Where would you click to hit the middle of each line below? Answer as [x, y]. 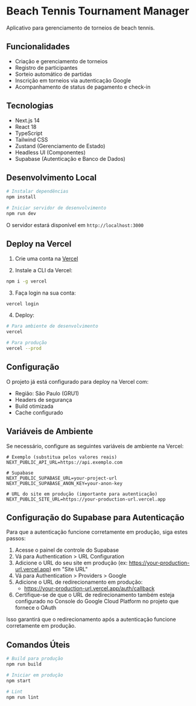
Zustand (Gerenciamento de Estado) [60, 146]
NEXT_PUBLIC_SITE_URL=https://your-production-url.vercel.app [86, 499]
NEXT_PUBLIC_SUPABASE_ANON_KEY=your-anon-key [64, 483]
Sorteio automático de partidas [53, 74]
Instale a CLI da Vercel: [43, 270]
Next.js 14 [27, 120]
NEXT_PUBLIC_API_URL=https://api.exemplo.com [64, 462]
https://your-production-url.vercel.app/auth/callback [89, 589]
